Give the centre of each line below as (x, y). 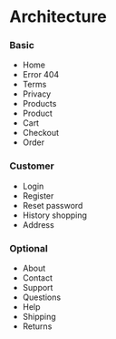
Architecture (58, 17)
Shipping (39, 317)
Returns (37, 326)
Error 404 (41, 75)
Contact (37, 278)
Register (38, 195)
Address (38, 224)
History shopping (55, 215)
